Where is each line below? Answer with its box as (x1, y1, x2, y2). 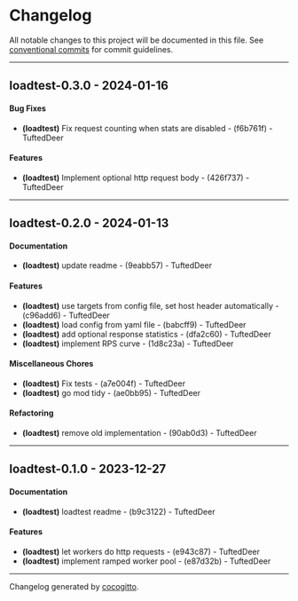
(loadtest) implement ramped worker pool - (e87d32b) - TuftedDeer (21, 556, 271, 566)
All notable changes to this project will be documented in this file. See (9, 35, 264, 45)
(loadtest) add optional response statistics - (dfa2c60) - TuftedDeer (21, 328, 272, 339)
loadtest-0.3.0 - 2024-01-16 (9, 78, 169, 93)
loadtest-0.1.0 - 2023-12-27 (9, 462, 167, 477)
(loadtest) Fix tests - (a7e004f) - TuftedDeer (21, 378, 186, 389)
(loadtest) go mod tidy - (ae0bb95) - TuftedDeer (21, 387, 201, 398)
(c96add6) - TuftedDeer (21, 310, 111, 320)
